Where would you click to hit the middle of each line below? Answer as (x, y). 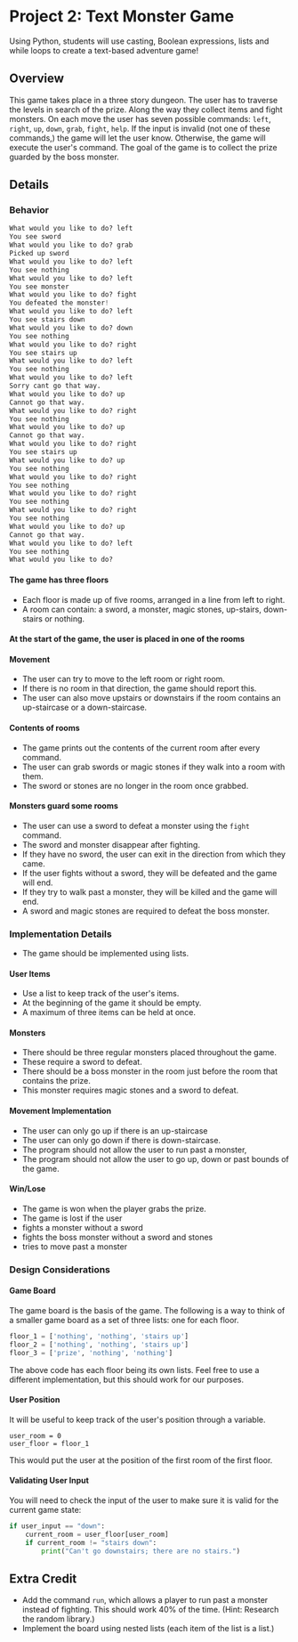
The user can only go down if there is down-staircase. (121, 1140)
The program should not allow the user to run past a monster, (134, 1150)
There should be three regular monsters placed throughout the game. (149, 1053)
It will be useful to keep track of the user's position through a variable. (137, 1419)
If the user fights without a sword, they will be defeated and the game (149, 873)
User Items (30, 973)
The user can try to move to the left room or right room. (123, 679)
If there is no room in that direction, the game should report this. (139, 688)
